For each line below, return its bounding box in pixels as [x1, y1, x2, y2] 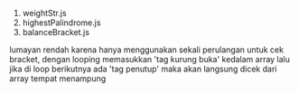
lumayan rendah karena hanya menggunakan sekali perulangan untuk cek [9, 44, 285, 55]
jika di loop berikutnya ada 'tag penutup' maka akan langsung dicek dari [9, 63, 277, 74]
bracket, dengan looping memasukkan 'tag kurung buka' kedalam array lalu [9, 54, 291, 64]
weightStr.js [22, 8, 67, 18]
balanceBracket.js [22, 27, 90, 37]
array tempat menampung [9, 73, 107, 84]
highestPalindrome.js [22, 17, 101, 28]
